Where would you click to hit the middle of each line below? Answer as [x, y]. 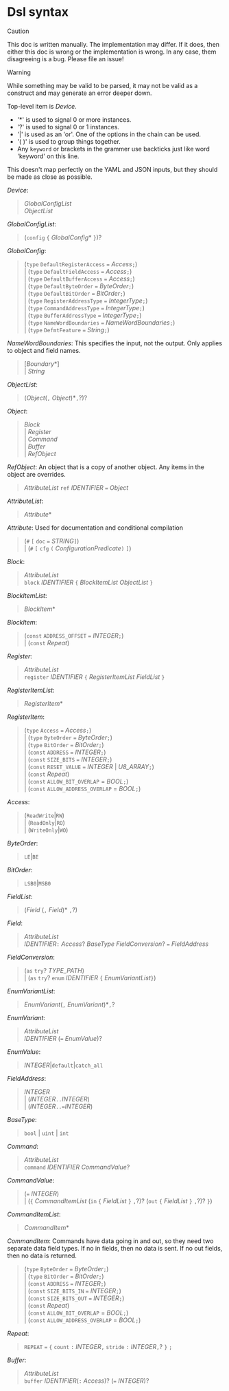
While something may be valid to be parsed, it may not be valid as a [103, 85]
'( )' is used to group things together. [69, 141]
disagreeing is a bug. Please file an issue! [66, 58]
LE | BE [31, 856]
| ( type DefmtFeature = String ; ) [67, 330]
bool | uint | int [46, 1133]
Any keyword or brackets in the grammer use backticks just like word [113, 149]
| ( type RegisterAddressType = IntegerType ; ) [86, 301]
